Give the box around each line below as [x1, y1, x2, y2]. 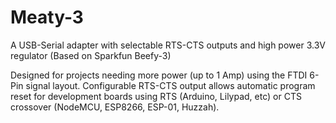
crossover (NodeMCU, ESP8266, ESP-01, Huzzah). [10, 101, 220, 113]
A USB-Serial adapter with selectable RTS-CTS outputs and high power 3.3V [10, 39, 326, 51]
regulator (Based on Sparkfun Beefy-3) [10, 49, 172, 61]
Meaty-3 [10, 6, 84, 29]
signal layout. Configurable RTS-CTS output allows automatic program [25, 79, 316, 91]
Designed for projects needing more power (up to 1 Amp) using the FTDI [10, 69, 308, 81]
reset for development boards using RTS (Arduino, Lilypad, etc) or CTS [10, 90, 302, 102]
